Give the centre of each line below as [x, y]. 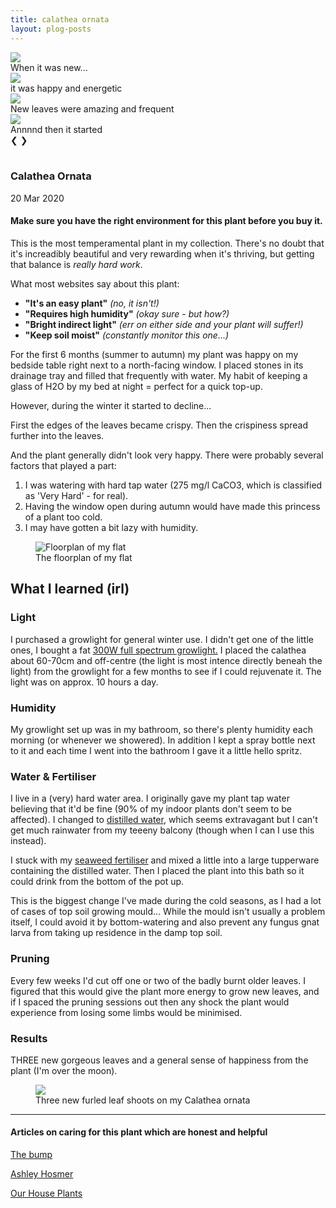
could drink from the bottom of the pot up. [97, 882]
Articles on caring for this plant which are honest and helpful [139, 1132]
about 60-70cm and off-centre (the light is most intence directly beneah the [166, 660]
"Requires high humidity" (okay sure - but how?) [127, 314]
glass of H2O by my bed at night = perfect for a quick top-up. [136, 386]
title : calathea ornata [60, 19]
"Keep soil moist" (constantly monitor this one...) [127, 335]
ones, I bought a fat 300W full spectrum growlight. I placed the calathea [158, 650]
